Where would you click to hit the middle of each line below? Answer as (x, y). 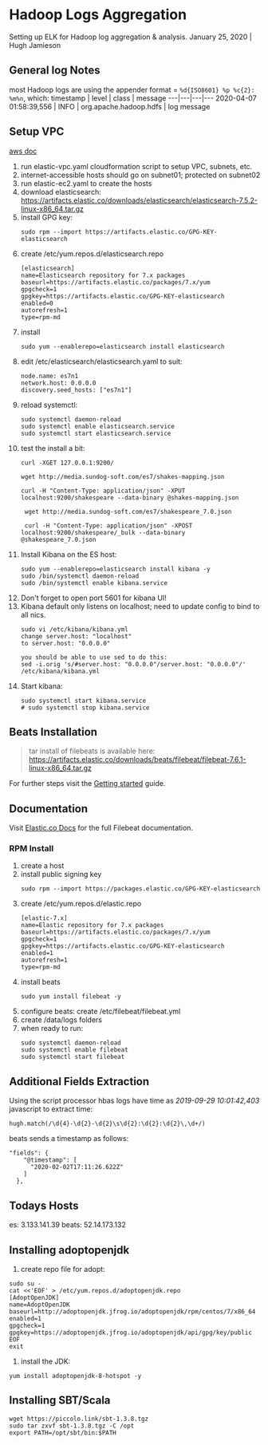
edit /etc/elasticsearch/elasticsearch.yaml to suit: (101, 361)
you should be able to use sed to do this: (94, 657)
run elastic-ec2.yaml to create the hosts (86, 183)
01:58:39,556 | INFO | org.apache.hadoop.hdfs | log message (110, 106)
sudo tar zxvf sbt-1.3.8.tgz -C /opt (72, 1426)
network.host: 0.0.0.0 (58, 383)
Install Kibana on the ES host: (69, 554)
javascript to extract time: (51, 1109)
